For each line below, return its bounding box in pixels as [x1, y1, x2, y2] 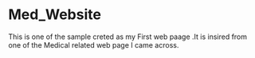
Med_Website [8, 6, 102, 24]
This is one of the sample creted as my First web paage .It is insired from [8, 32, 248, 41]
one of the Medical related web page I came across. [8, 40, 179, 49]
